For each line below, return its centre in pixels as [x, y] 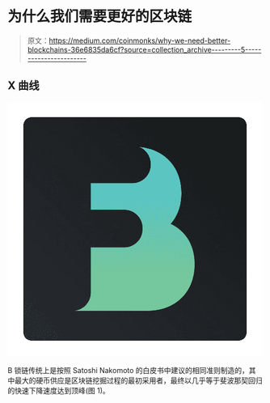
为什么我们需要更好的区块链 [100, 17]
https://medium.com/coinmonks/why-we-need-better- [140, 40]
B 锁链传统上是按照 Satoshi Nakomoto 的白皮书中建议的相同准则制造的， [129, 370]
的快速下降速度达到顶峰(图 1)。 [59, 390]
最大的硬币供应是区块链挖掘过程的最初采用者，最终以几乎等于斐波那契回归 [138, 380]
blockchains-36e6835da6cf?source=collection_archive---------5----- [144, 49]
